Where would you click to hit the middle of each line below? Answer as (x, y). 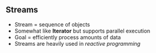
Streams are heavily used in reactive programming (77, 43)
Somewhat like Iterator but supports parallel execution (82, 31)
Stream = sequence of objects (52, 24)
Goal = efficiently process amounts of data (68, 37)
